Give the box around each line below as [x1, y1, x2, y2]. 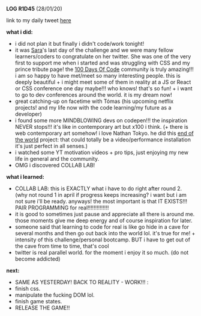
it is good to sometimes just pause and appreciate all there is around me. [14, 211, 195, 217]
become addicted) [14, 255, 61, 262]
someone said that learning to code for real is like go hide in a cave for [14, 223, 189, 231]
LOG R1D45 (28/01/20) [6, 5, 62, 12]
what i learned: [6, 173, 45, 180]
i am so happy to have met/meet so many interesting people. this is [14, 72, 181, 79]
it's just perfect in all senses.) [14, 143, 88, 149]
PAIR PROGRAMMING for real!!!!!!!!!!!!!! [14, 204, 109, 211]
